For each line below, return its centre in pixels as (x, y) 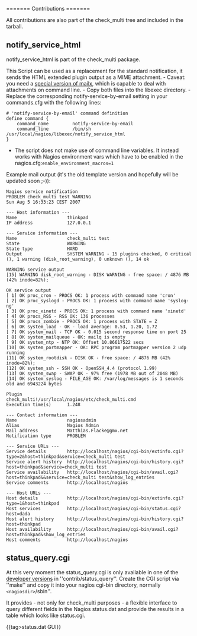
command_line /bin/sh (54, 129)
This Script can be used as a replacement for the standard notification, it (94, 71)
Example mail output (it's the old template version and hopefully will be (92, 174)
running (16, 353)
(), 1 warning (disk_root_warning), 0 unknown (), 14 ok (78, 259)
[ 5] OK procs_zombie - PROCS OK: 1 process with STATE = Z (82, 321)
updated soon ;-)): (28, 181)
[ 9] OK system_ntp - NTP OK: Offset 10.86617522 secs (75, 342)
